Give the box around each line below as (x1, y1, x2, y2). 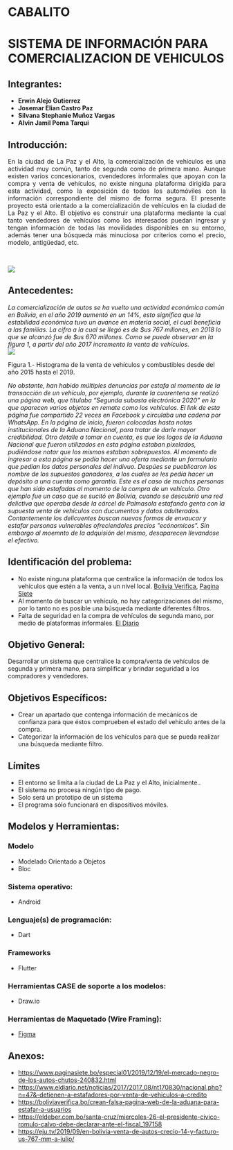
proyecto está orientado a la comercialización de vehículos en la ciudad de (8, 202, 226, 209)
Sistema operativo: (8, 882, 73, 891)
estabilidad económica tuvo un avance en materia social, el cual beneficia (8, 318, 221, 326)
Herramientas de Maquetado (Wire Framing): (8, 1014, 162, 1024)
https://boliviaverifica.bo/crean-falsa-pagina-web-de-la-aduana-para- (17, 1098, 220, 1106)
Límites (8, 760, 41, 772)
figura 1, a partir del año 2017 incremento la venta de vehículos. (8, 340, 189, 348)
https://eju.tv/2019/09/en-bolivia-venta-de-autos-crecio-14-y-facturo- (17, 1128, 220, 1136)
